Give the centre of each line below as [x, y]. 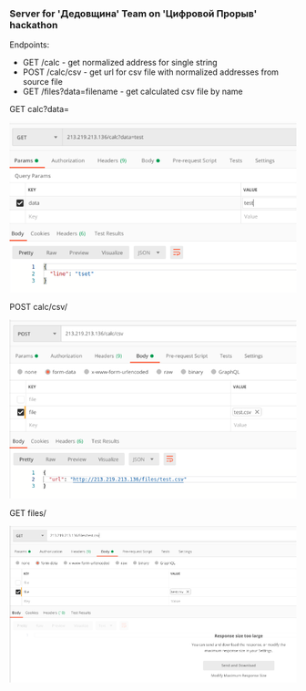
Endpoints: [30, 45]
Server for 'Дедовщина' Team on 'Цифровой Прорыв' [133, 14]
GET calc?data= [40, 109]
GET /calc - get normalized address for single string [120, 63]
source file [43, 82]
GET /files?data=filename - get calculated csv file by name [133, 92]
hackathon [34, 25]
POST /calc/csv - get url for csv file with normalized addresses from [151, 72]
